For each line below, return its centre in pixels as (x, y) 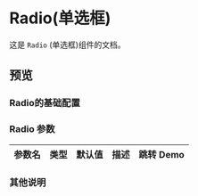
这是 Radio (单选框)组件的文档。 (67, 45)
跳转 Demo (161, 154)
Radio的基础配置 (45, 103)
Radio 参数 (32, 129)
